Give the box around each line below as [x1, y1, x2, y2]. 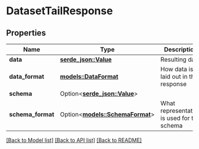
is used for [160, 114, 190, 122]
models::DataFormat [60, 72, 118, 81]
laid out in [160, 72, 188, 81]
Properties [6, 28, 46, 38]
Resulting [160, 55, 187, 64]
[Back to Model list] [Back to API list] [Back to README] [6, 137, 142, 144]
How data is [160, 65, 194, 73]
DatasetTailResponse [6, 4, 113, 18]
